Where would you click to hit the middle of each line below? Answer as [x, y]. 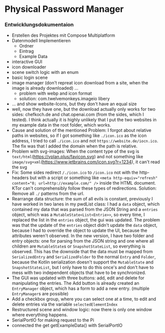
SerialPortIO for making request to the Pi [53, 320]
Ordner [26, 46]
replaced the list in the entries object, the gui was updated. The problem [86, 220]
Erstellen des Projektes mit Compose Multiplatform [63, 35]
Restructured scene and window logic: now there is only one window [82, 310]
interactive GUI [27, 62]
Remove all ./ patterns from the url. [48, 194]
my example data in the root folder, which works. [62, 125]
